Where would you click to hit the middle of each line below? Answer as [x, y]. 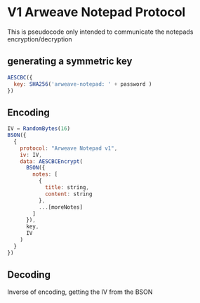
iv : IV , [31, 155]
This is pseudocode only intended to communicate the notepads [100, 32]
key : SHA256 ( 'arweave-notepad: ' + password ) [83, 84]
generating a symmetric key [70, 62]
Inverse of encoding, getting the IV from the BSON [80, 292]
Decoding [29, 275]
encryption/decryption [40, 39]
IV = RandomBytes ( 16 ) [39, 129]
